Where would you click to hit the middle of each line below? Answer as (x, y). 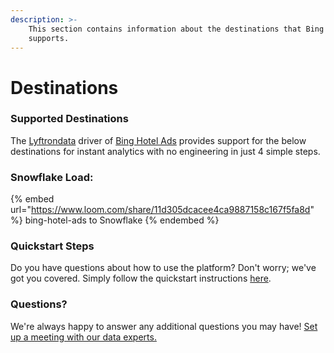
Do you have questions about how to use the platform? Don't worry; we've (163, 268)
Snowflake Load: (52, 177)
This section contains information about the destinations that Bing (176, 29)
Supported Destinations (69, 119)
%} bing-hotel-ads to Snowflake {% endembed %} (115, 220)
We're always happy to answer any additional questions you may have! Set (164, 326)
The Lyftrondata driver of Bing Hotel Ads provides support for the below (158, 140)
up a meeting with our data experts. (83, 337)
